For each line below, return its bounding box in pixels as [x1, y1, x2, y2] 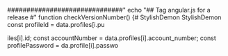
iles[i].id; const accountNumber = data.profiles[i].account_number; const [7, 34, 217, 42]
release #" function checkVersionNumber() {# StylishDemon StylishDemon [7, 13, 222, 21]
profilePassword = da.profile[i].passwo [7, 41, 119, 49]
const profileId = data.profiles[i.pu [7, 21, 106, 28]
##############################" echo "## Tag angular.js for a [7, 6, 211, 14]
